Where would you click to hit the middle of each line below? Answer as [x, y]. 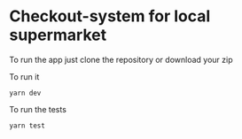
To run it [24, 76]
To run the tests [38, 109]
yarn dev [25, 93]
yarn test [27, 126]
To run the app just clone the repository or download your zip [121, 59]
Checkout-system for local [110, 16]
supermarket [58, 35]
